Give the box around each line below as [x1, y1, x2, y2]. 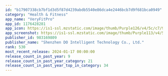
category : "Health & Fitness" [5, 12, 68, 17]
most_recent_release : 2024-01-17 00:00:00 [5, 49, 95, 54]
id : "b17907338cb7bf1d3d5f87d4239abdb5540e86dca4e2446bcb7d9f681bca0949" [5, 7, 162, 12]
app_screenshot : [5, 30, 39, 35]
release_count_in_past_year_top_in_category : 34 [5, 63, 108, 68]
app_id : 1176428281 [5, 21, 46, 26]
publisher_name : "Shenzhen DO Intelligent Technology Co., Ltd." [5, 40, 144, 45]
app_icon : [5, 26, 26, 31]
